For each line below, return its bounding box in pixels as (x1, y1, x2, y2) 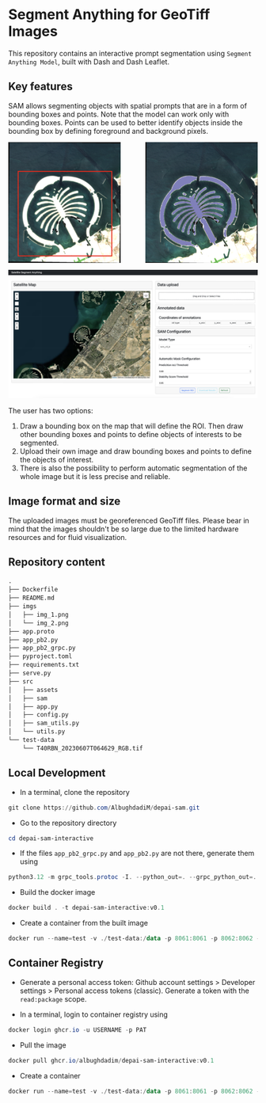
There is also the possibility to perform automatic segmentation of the (19, 463, 248, 473)
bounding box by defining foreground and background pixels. (8, 126, 208, 135)
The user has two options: (8, 405, 93, 415)
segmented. (19, 438, 59, 447)
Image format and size (8, 495, 121, 508)
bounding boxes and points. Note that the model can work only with (8, 109, 230, 119)
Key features (8, 80, 73, 93)
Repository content (8, 556, 105, 569)
